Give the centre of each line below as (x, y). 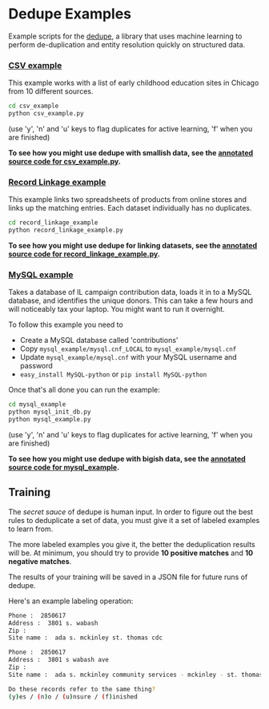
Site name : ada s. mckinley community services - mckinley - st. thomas (136, 675)
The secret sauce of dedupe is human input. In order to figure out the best (131, 512)
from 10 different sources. (51, 91)
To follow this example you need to (66, 324)
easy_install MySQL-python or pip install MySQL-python (113, 374)
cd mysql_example (37, 405)
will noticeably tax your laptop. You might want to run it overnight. (117, 309)
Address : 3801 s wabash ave (59, 660)
